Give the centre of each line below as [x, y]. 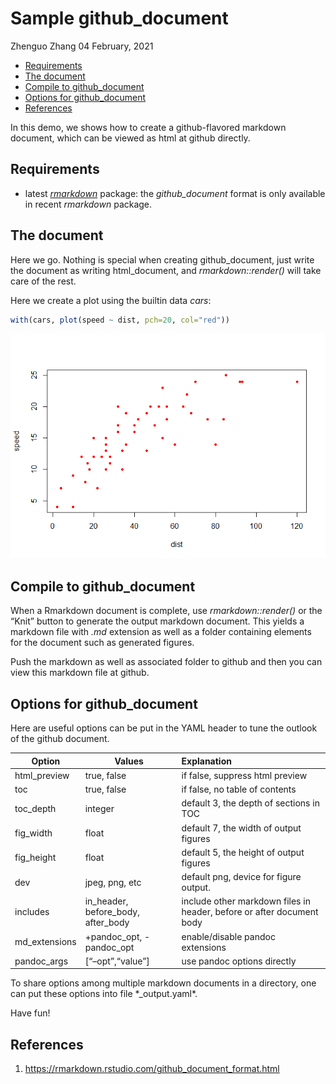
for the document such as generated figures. [102, 643]
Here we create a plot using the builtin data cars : [111, 300]
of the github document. [60, 739]
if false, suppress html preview [244, 775]
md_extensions [45, 942]
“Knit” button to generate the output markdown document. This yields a [157, 621]
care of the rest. [43, 281]
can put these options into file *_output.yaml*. [104, 994]
